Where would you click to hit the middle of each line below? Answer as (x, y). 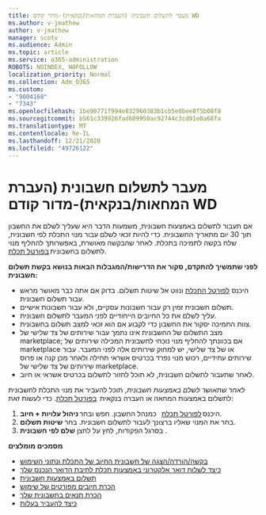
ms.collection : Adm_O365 (49, 82)
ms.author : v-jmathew (44, 23)
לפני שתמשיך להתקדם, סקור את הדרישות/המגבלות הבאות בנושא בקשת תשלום (133, 267)
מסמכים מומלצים (36, 446)
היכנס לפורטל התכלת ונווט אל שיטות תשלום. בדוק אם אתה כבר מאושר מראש (134, 291)
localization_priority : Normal (60, 74)
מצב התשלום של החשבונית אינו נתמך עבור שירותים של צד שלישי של (121, 333)
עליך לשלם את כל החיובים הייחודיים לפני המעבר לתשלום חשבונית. (118, 316)
